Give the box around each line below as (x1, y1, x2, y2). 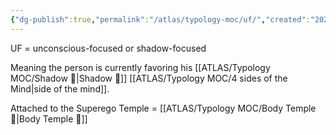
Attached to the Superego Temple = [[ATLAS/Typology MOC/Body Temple (10, 102, 317, 114)
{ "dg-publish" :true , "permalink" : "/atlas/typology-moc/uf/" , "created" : (10, 14, 311, 25)
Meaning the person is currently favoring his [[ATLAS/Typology (10, 61, 271, 73)
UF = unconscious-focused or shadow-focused (10, 42, 207, 54)
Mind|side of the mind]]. (10, 82, 110, 95)
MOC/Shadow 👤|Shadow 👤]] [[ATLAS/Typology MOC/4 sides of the (10, 72, 288, 84)
